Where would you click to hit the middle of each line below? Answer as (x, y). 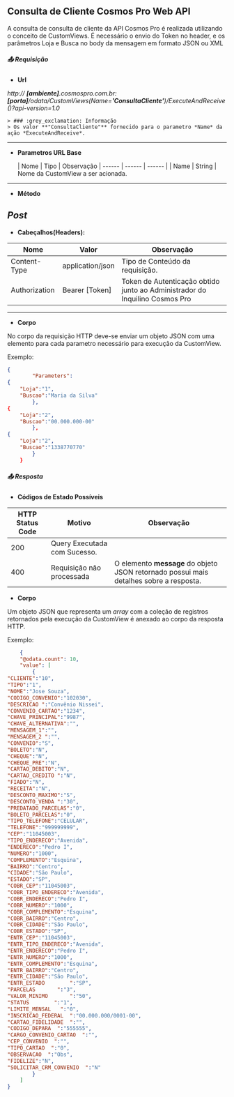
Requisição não (76, 568)
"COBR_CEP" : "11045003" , (42, 886)
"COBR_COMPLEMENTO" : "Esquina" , (53, 912)
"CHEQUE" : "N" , (28, 756)
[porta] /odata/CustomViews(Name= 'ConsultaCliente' (86, 100)
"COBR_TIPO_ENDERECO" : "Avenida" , (56, 893)
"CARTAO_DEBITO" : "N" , (39, 769)
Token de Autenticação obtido (171, 281)
